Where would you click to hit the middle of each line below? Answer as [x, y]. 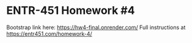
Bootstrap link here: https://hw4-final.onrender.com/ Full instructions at [96, 27]
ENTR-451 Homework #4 [71, 11]
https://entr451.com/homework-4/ [50, 33]
